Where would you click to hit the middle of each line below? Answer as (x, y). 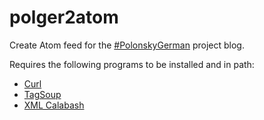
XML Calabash (54, 105)
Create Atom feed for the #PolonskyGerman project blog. (127, 45)
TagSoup (42, 94)
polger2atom (64, 17)
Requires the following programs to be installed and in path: (132, 64)
